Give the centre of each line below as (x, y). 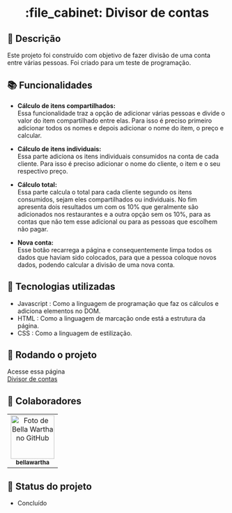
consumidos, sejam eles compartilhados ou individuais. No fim (107, 199)
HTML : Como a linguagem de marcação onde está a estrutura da (111, 318)
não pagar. (33, 229)
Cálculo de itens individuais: (59, 148)
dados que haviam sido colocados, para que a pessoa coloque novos (117, 257)
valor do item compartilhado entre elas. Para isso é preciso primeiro (115, 121)
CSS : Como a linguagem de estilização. (75, 333)
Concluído (32, 503)
